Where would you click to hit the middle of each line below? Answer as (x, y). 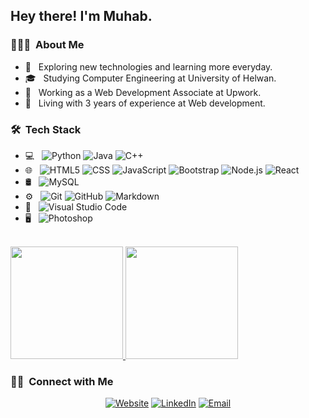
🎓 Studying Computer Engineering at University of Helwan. (150, 78)
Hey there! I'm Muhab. (81, 16)
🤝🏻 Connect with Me (62, 381)
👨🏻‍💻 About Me (47, 45)
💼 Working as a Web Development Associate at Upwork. (143, 92)
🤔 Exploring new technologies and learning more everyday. (148, 66)
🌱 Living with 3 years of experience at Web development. (145, 103)
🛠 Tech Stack (46, 129)
